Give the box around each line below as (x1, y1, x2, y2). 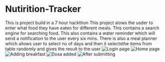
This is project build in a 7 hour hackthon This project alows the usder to (5, 20, 153, 26)
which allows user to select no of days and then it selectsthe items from (5, 40, 153, 46)
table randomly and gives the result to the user (5, 46, 101, 52)
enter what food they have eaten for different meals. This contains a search (5, 25, 160, 31)
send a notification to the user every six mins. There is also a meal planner (5, 35, 158, 41)
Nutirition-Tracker (5, 3, 81, 15)
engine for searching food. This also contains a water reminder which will (5, 30, 156, 36)
